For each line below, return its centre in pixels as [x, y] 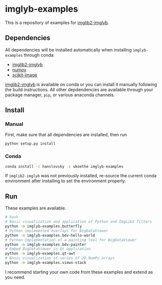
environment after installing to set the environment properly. [66, 181]
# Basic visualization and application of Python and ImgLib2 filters [79, 222]
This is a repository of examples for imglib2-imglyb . [57, 23]
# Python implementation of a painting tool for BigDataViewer [71, 240]
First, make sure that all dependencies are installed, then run [66, 135]
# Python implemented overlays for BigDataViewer [57, 231]
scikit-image [25, 75]
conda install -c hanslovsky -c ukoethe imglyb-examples [64, 166]
